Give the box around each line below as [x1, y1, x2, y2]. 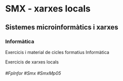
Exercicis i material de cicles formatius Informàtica [5, 49, 109, 55]
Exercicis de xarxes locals [5, 58, 59, 65]
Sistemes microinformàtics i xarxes [5, 23, 118, 31]
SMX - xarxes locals [5, 3, 91, 14]
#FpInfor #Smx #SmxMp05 [5, 70, 61, 76]
